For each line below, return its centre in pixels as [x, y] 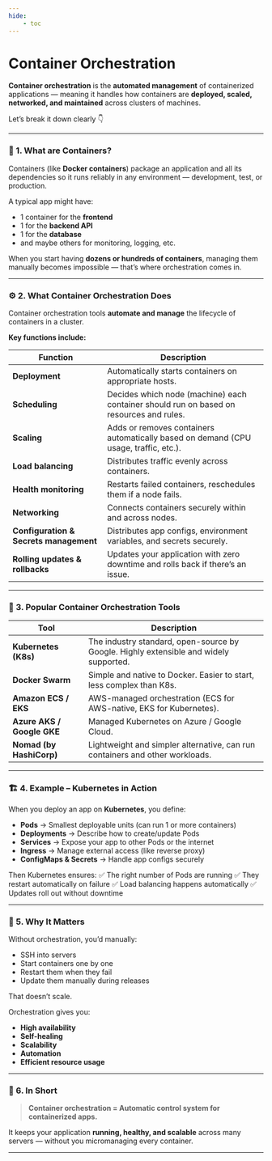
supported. [109, 662]
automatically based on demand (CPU [179, 438]
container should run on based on [171, 405]
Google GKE [36, 731]
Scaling [28, 438]
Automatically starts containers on [172, 371]
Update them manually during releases [85, 981]
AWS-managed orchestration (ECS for [161, 698]
